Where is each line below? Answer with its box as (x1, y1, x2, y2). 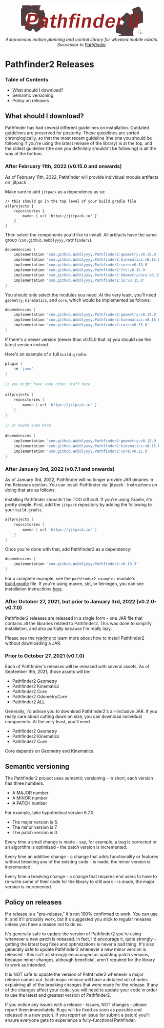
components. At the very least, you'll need (5, 719, 90, 725)
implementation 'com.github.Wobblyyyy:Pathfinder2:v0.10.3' (14, 562, 139, 566)
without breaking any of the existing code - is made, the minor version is (5, 859, 151, 865)
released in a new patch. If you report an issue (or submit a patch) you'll (5, 1012, 150, 1018)
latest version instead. (5, 341, 50, 347)
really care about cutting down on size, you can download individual (5, 713, 142, 719)
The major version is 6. (12, 819, 59, 825)
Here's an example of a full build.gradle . (5, 351, 88, 357)
